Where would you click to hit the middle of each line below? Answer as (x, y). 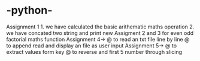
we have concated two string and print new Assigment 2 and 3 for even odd (100, 33)
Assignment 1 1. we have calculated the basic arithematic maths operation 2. (100, 27)
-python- (29, 10)
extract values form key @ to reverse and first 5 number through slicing (94, 52)
